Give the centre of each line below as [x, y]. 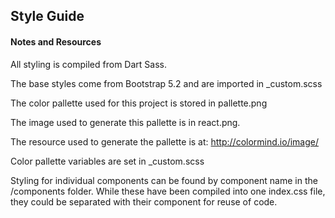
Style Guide [47, 16]
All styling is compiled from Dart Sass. [88, 64]
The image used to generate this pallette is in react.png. [125, 122]
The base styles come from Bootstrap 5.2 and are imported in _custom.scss [166, 83]
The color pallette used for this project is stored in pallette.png [139, 103]
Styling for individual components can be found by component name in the [164, 180]
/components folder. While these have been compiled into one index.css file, [168, 191]
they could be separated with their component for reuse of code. [144, 201]
